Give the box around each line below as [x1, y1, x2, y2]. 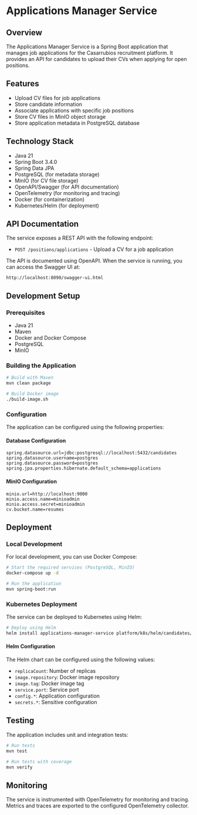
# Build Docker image [6, 391, 59, 397]
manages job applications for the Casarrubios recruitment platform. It [6, 49, 174, 56]
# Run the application [6, 581, 62, 587]
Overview [6, 28, 43, 38]
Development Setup [6, 291, 80, 301]
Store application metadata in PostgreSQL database [14, 119, 140, 126]
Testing [6, 716, 35, 726]
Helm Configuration [6, 643, 56, 650]
